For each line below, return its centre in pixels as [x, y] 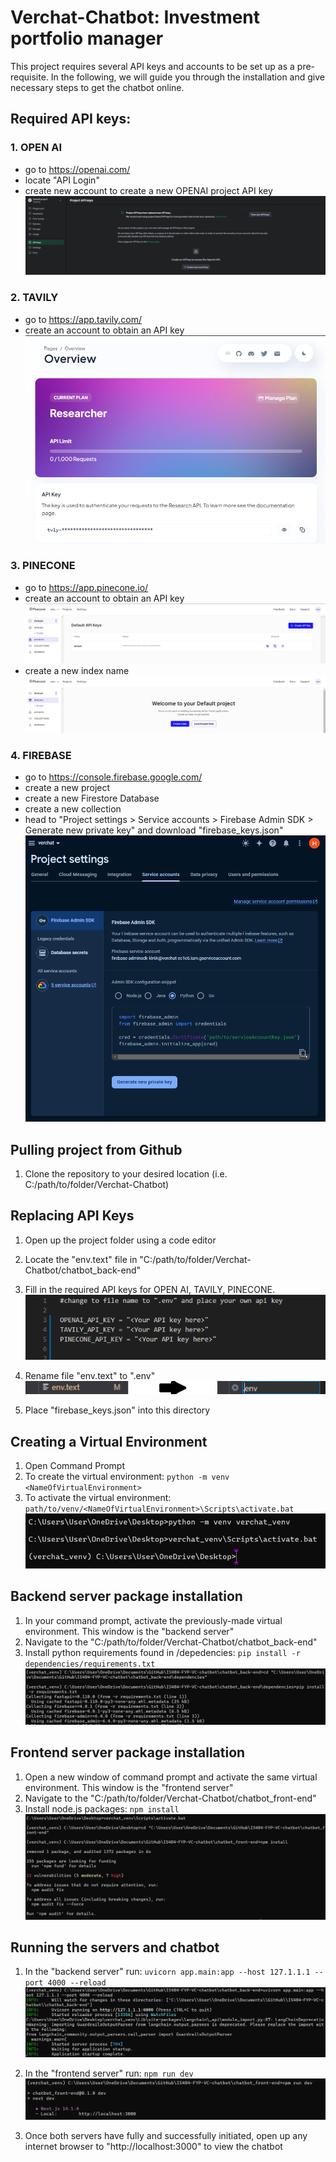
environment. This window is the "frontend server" [129, 1787]
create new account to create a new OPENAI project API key [148, 190]
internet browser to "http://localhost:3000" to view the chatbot [153, 2147]
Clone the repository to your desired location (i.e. [126, 1174]
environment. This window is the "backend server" [129, 1631]
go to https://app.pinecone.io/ [86, 587]
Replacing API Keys [72, 1216]
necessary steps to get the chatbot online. [97, 87]
